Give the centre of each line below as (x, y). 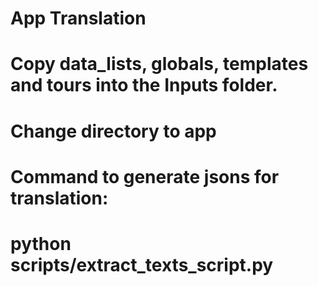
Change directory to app (113, 131)
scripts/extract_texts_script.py (142, 264)
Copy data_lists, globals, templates (159, 64)
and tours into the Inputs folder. (144, 85)
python (41, 243)
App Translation (78, 18)
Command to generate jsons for (145, 176)
